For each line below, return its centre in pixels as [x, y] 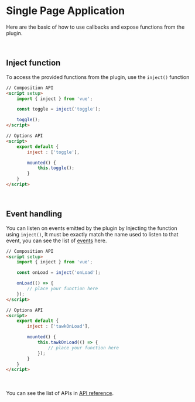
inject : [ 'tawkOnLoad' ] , [59, 327]
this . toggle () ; [56, 168]
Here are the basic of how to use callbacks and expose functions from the [95, 27]
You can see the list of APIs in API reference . [60, 393]
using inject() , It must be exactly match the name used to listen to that [92, 234]
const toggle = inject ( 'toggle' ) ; [59, 109]
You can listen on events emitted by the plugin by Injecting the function [92, 228]
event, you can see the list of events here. [57, 240]
